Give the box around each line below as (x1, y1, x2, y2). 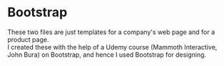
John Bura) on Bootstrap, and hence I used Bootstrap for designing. (7, 50, 207, 59)
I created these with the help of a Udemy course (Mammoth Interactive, (7, 43, 218, 51)
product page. (7, 35, 49, 43)
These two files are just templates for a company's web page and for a (7, 28, 215, 36)
